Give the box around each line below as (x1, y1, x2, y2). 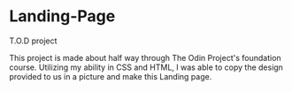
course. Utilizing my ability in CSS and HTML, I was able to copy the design (9, 62, 283, 72)
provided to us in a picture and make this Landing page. (9, 71, 212, 81)
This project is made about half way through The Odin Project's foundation (9, 52, 281, 63)
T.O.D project (9, 35, 58, 46)
